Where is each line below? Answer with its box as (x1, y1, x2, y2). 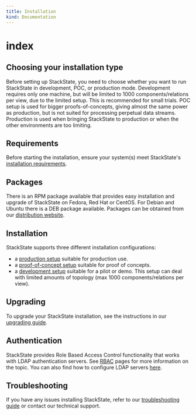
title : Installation (6, 8, 57, 15)
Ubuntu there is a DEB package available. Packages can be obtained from (6, 205, 184, 212)
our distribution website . (6, 211, 65, 218)
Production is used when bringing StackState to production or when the (6, 115, 179, 122)
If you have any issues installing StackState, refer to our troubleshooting (6, 396, 180, 403)
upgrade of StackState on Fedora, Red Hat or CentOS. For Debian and (6, 199, 174, 206)
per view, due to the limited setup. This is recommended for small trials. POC (6, 97, 191, 104)
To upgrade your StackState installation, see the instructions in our (6, 313, 167, 320)
